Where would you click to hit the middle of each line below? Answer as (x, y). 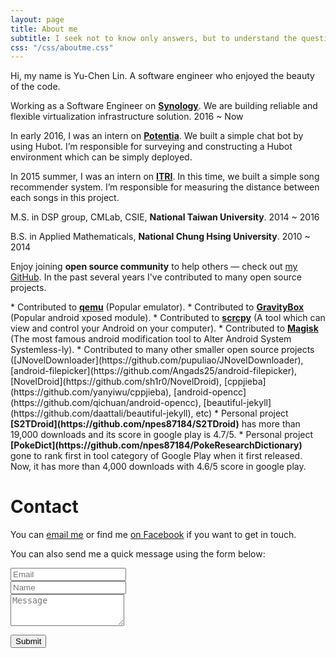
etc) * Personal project (242, 413)
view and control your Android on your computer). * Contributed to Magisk (164, 328)
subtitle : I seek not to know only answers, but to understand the (154, 38)
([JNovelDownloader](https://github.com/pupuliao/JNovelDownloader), (157, 360)
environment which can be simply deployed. (101, 157)
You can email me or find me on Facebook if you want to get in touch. (153, 535)
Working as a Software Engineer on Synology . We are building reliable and (164, 106)
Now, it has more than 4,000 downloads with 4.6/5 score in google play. (158, 467)
